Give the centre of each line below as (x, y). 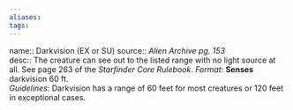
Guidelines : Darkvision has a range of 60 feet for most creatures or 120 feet (146, 88)
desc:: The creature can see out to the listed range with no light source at (143, 60)
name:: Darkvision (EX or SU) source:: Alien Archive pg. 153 (117, 50)
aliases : (25, 17)
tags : (19, 26)
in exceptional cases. (48, 97)
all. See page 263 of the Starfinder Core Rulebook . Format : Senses (131, 69)
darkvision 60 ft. (39, 78)
